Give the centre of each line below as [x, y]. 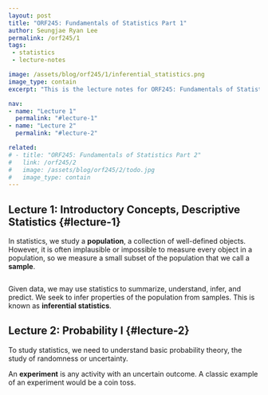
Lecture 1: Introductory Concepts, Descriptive [124, 209]
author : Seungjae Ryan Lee [53, 30]
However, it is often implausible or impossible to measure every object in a [130, 250]
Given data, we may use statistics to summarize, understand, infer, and [125, 289]
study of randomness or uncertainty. [69, 358]
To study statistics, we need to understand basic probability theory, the [125, 350]
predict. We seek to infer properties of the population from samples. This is [132, 297]
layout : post [30, 16]
